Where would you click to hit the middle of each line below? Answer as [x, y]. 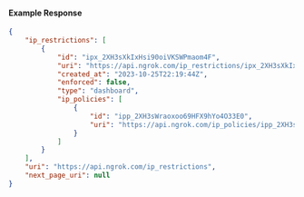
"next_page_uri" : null [68, 176]
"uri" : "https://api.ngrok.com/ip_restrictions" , [121, 167]
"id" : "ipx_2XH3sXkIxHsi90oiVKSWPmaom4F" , [138, 57]
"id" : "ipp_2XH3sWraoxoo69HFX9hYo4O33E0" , [171, 116]
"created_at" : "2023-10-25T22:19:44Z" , [132, 74]
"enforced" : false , [93, 83]
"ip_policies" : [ [90, 100]
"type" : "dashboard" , [98, 91]
